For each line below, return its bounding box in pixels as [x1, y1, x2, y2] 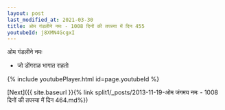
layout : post [7, 10, 45, 17]
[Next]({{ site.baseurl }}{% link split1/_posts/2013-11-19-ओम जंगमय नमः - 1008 [7, 88, 218, 96]
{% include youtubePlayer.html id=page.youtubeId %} [7, 75, 160, 83]
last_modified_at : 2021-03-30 [7, 16, 94, 23]
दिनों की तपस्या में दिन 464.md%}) [7, 96, 88, 105]
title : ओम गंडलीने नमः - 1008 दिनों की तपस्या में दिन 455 [7, 23, 145, 29]
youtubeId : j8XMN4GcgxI [7, 29, 75, 36]
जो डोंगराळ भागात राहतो [16, 61, 69, 70]
